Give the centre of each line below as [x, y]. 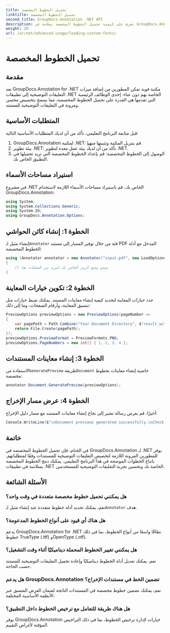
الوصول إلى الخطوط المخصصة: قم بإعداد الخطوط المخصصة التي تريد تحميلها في [89, 153]
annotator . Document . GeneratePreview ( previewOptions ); [64, 385]
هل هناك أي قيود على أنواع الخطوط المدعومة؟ [55, 521]
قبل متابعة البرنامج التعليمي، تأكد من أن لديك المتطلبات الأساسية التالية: [72, 133]
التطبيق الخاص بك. [31, 159]
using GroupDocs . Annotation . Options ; [45, 216]
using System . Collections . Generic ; [43, 206]
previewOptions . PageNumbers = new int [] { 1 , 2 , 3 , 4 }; [67, 343]
